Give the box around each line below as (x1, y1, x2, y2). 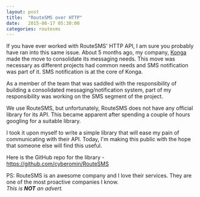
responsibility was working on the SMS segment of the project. (6, 93, 164, 100)
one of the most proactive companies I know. (6, 178, 119, 185)
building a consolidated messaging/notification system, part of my (6, 86, 172, 94)
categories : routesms (6, 25, 61, 32)
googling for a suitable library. (6, 118, 81, 125)
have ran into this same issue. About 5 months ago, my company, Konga (6, 49, 187, 56)
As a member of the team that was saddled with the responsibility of (6, 80, 177, 87)
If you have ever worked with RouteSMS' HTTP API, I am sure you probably (6, 42, 194, 50)
